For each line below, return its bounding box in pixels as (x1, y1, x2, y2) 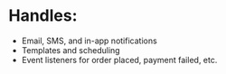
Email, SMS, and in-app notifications (21, 35, 157, 46)
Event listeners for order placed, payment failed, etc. (21, 54, 218, 65)
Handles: (8, 5, 78, 26)
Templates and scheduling (21, 44, 120, 55)
